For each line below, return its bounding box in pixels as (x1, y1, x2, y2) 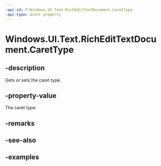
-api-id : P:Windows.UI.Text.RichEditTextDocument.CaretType (5, 7, 133, 12)
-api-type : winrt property (5, 12, 61, 17)
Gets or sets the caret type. (5, 77, 61, 83)
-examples (5, 153, 39, 162)
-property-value (5, 91, 57, 100)
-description (5, 64, 45, 72)
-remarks (5, 119, 35, 128)
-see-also (5, 136, 36, 145)
